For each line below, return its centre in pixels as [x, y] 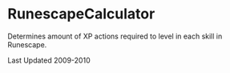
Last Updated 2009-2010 [49, 60]
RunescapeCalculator [81, 14]
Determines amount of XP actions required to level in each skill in [115, 36]
